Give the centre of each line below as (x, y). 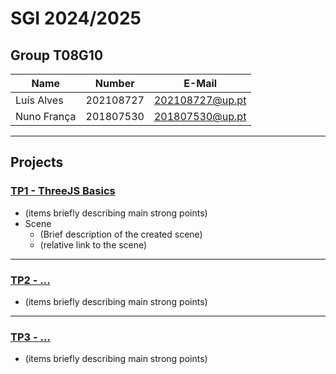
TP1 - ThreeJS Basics (63, 191)
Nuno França (46, 116)
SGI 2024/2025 (76, 18)
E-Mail (200, 83)
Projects (37, 162)
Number (114, 83)
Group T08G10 (57, 55)
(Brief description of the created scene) (121, 234)
